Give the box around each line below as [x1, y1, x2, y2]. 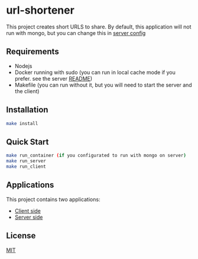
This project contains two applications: [6, 196, 100, 203]
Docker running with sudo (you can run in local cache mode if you [14, 69, 176, 76]
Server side [14, 213, 43, 220]
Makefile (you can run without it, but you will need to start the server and [14, 81, 192, 88]
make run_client [6, 164, 46, 170]
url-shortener [6, 4, 75, 17]
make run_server [6, 158, 46, 164]
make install [6, 120, 38, 126]
